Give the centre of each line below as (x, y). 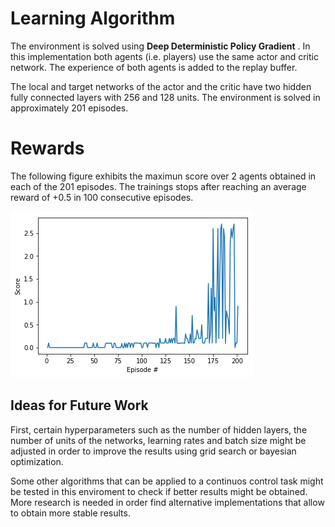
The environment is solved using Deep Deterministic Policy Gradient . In (160, 46)
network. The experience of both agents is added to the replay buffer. (154, 67)
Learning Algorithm (93, 18)
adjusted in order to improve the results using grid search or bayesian (153, 451)
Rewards (47, 148)
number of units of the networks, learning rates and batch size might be (158, 440)
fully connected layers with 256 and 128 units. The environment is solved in (165, 97)
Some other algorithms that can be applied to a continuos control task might (167, 481)
